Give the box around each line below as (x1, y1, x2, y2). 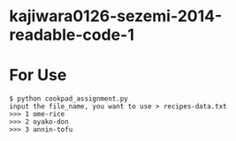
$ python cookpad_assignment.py (9, 94, 128, 103)
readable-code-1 (9, 25, 134, 45)
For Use (9, 65, 67, 85)
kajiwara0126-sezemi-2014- (9, 6, 223, 26)
